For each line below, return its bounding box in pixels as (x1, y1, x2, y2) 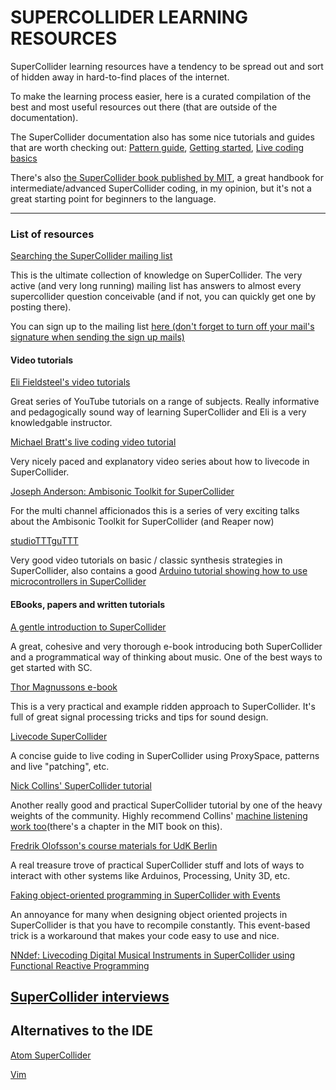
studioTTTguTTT (10, 535, 79, 547)
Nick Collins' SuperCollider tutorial (10, 779, 152, 791)
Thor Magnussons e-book (10, 681, 118, 693)
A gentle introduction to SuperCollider (10, 621, 167, 633)
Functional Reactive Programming (10, 959, 150, 971)
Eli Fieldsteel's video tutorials (10, 376, 131, 388)
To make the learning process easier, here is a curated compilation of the (10, 90, 312, 102)
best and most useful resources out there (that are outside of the (10, 101, 278, 113)
